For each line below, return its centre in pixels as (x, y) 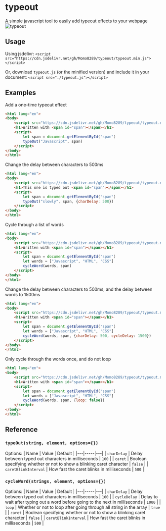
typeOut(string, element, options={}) (52, 443)
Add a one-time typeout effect (36, 105)
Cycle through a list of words (35, 225)
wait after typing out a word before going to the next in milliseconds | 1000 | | (83, 502)
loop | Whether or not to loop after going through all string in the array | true (83, 507)
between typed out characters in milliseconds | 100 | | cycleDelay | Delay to (82, 496)
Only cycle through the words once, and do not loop (58, 359)
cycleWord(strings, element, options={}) (56, 481)
